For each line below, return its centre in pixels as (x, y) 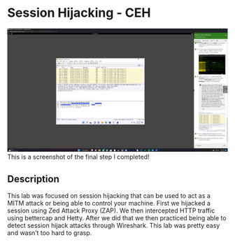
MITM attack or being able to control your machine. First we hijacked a (109, 203)
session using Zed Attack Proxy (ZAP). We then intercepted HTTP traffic (111, 210)
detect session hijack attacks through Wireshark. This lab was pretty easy (114, 226)
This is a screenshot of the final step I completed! (78, 157)
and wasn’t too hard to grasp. (50, 233)
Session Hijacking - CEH (79, 13)
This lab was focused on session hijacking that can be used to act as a (109, 196)
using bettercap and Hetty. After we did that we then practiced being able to (117, 218)
